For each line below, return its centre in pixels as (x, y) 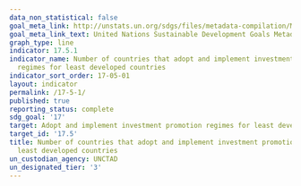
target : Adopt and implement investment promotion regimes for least (142, 126)
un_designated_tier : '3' (56, 167)
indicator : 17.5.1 (43, 51)
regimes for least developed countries (92, 68)
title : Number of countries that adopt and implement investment (133, 142)
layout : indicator (43, 84)
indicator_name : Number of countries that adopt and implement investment (152, 59)
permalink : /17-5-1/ (48, 92)
